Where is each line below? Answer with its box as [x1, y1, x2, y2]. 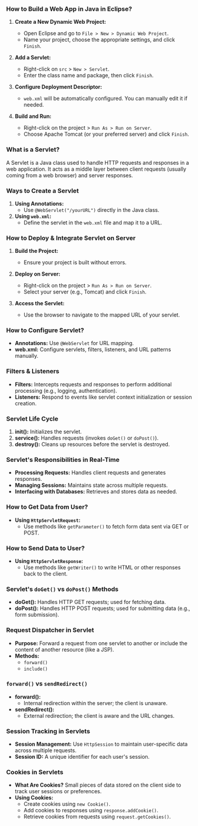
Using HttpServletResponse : [14, 557, 84, 564]
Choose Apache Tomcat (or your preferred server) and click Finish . [23, 130, 190, 138]
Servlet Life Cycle [6, 414, 59, 423]
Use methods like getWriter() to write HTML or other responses [23, 564, 181, 571]
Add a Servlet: [14, 54, 52, 61]
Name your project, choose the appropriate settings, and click [23, 36, 175, 43]
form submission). [14, 611, 59, 618]
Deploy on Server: [14, 270, 60, 278]
